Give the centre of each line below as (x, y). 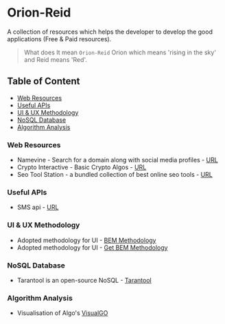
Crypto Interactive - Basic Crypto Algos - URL (82, 167)
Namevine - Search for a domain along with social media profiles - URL (117, 160)
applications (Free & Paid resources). (59, 39)
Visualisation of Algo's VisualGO (62, 313)
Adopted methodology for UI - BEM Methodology (86, 240)
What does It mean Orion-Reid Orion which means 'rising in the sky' (120, 52)
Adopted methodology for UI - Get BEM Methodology (92, 247)
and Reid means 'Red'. (56, 59)
